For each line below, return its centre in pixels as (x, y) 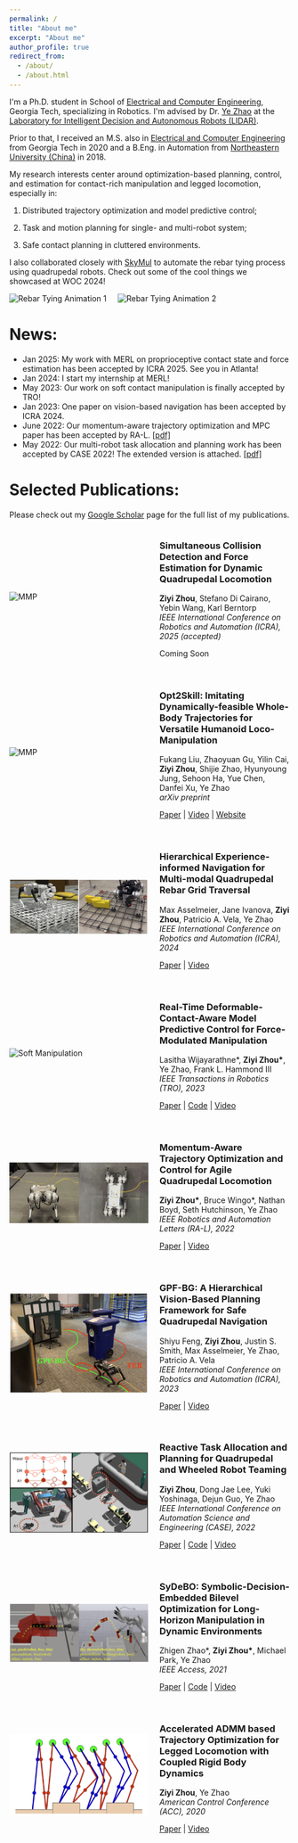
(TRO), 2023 (182, 1088)
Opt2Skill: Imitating (202, 695)
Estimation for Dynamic (211, 568)
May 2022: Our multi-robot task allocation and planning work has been (152, 444)
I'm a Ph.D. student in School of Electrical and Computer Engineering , (137, 102)
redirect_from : (37, 57)
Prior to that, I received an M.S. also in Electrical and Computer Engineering (148, 137)
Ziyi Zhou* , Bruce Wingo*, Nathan (222, 1200)
